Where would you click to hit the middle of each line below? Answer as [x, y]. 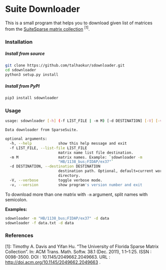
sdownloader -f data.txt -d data [40, 223]
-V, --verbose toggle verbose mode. [56, 180]
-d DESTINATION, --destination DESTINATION [55, 166]
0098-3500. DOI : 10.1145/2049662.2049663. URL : [58, 257]
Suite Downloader [42, 9]
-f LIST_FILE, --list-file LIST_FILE [48, 148]
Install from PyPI [22, 86]
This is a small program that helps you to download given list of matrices [79, 23]
